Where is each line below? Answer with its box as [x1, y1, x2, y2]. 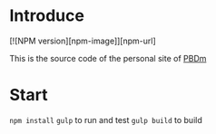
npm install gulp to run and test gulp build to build [9, 114, 202, 125]
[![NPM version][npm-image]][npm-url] [9, 35, 156, 46]
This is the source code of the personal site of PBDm [9, 53, 207, 63]
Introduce [9, 5, 84, 26]
